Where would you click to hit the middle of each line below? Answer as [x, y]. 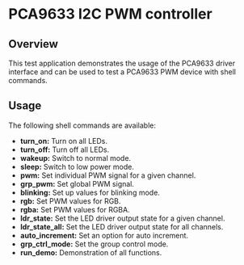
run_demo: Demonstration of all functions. [91, 252]
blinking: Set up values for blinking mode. [90, 192]
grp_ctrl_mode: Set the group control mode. [94, 244]
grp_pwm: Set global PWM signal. [77, 183]
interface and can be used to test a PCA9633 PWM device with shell [122, 72]
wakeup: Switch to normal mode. [76, 158]
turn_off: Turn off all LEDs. [65, 149]
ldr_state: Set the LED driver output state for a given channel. [122, 218]
